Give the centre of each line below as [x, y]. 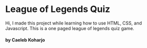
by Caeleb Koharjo [25, 40]
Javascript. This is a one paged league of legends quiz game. [70, 28]
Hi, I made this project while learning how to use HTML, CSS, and [74, 23]
